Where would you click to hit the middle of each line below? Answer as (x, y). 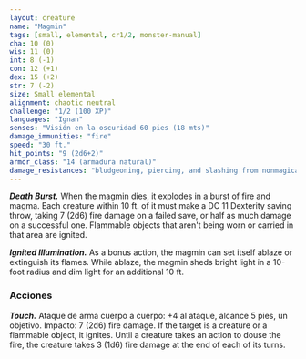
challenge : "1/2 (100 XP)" (61, 111)
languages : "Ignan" (46, 119)
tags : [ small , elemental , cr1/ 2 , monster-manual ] (106, 35)
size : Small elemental (52, 94)
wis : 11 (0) (32, 52)
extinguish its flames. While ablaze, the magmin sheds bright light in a (140, 262)
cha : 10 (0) (32, 43)
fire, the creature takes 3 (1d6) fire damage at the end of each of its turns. (148, 344)
